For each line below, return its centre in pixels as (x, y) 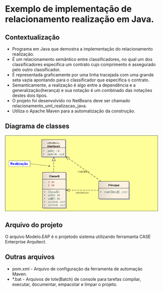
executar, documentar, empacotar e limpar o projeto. (65, 284)
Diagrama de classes (37, 126)
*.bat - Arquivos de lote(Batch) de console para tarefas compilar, (77, 279)
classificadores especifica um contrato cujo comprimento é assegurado (84, 64)
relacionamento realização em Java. (80, 19)
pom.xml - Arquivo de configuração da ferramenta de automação (77, 269)
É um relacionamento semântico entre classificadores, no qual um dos (82, 59)
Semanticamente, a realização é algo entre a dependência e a (74, 85)
